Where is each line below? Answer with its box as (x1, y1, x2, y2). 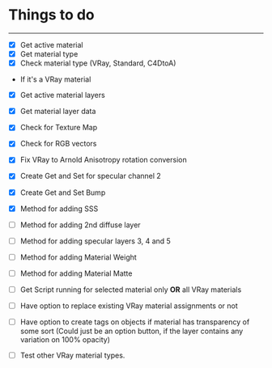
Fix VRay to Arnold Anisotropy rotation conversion (19, 155, 188, 165)
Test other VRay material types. (19, 350, 125, 361)
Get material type (19, 49, 79, 58)
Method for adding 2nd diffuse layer (19, 220, 141, 230)
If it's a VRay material (19, 74, 91, 84)
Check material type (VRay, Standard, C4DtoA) (19, 58, 176, 68)
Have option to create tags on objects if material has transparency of (19, 317, 250, 327)
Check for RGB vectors (19, 139, 97, 149)
